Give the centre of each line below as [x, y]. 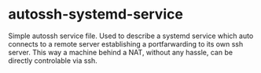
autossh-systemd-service [96, 14]
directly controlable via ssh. [53, 61]
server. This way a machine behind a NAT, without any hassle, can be [121, 52]
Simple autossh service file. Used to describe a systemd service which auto [131, 36]
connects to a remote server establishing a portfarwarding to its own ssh [126, 43]
